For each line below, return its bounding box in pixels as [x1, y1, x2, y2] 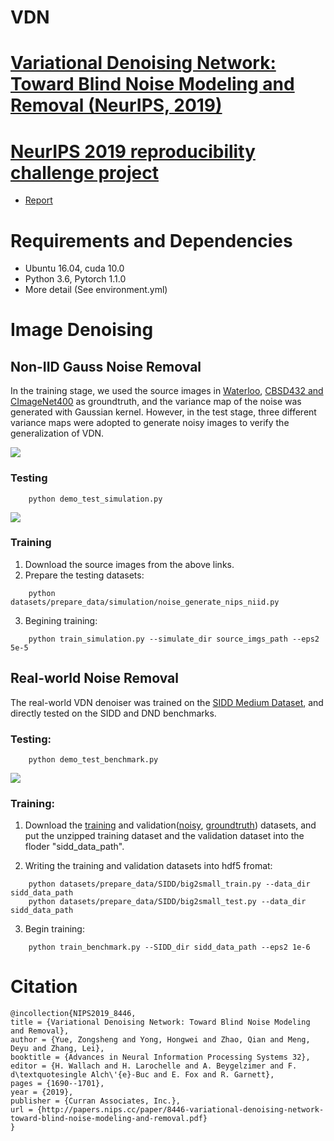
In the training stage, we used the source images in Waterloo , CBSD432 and [10, 385, 324, 397]
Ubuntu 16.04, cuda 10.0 [24, 262, 125, 275]
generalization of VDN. [10, 427, 105, 440]
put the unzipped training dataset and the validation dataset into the [24, 830, 305, 842]
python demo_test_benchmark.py [28, 754, 159, 765]
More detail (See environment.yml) [24, 284, 168, 296]
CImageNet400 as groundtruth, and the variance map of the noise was [10, 396, 302, 408]
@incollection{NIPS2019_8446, [10, 1009, 137, 1019]
